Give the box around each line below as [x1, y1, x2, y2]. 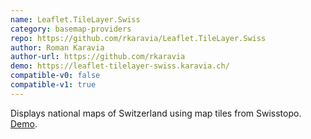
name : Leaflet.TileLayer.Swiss [10, 14, 141, 25]
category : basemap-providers [10, 24, 132, 34]
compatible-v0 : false [10, 71, 101, 81]
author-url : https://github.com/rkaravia [10, 52, 186, 62]
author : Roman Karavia [10, 42, 105, 53]
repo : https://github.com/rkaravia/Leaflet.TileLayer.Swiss [10, 33, 267, 43]
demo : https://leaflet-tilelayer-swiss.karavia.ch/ [10, 61, 230, 71]
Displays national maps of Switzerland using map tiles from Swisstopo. [10, 107, 302, 119]
